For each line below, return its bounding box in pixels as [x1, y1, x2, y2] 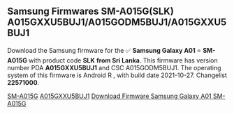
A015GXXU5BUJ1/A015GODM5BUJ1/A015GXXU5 [7, 17, 227, 28]
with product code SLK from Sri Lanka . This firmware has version [29, 56, 218, 65]
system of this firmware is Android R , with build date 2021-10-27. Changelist [7, 71, 227, 79]
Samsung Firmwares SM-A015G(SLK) [7, 6, 175, 17]
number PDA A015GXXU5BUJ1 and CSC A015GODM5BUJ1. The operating [7, 63, 221, 72]
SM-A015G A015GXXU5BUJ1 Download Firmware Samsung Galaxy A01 [7, 92, 212, 100]
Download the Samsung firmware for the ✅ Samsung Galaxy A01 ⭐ [7, 46, 201, 54]
